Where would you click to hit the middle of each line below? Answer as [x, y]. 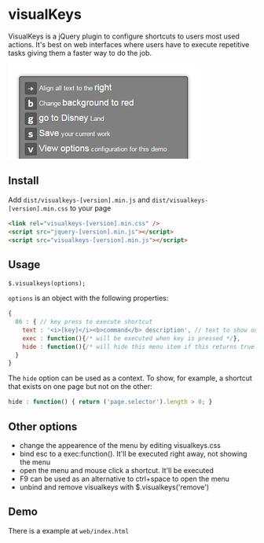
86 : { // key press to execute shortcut [84, 322]
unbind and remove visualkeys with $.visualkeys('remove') [114, 487]
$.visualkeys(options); [47, 284]
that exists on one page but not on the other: [80, 387]
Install [24, 181]
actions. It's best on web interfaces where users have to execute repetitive [129, 44]
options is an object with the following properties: [88, 298]
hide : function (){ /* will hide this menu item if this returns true [139, 347]
